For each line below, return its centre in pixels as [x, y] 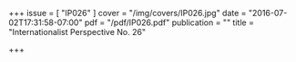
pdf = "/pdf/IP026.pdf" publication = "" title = [169, 22]
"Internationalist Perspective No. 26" [77, 32]
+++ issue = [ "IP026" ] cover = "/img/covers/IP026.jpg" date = [128, 13]
